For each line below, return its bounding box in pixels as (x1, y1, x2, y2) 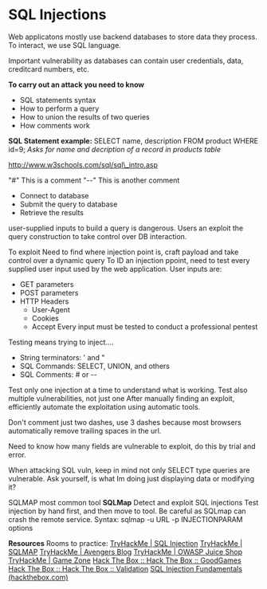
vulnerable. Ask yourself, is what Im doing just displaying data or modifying (8, 473, 255, 483)
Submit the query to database (19, 199, 118, 209)
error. (8, 450, 26, 459)
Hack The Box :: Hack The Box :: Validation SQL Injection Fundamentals (8, 563, 243, 573)
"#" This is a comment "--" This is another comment (8, 175, 180, 185)
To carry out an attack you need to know (8, 80, 145, 89)
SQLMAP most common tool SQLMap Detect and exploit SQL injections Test (8, 497, 259, 507)
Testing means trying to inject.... (8, 337, 114, 347)
